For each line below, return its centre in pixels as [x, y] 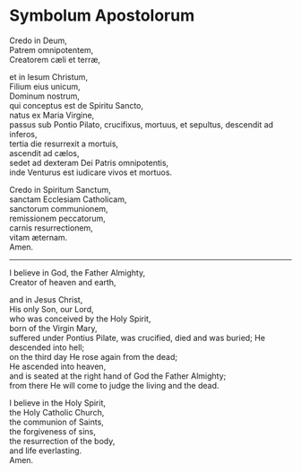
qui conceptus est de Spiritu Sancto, [77, 105]
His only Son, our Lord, [52, 309]
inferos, [23, 134]
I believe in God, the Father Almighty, [77, 272]
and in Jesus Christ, [46, 299]
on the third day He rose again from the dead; [94, 356]
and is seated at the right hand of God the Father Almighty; [118, 376]
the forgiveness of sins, [53, 431]
